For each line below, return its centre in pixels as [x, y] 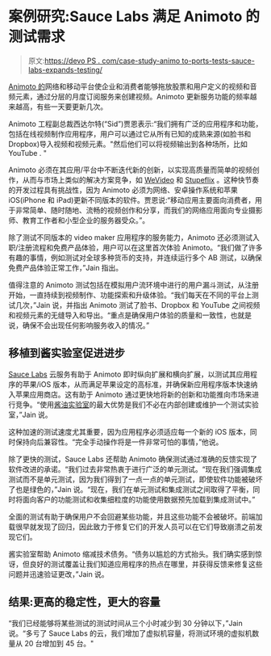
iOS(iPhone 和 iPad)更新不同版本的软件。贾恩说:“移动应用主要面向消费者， [132, 200]
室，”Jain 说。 [30, 414]
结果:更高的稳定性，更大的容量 [85, 602]
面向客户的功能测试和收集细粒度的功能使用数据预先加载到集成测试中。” [139, 499]
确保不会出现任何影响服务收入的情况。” [86, 325]
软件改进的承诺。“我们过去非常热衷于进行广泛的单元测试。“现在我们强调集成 [135, 469]
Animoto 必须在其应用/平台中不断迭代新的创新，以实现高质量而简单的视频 [130, 170]
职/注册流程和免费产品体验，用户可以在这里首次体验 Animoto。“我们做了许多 [135, 247]
